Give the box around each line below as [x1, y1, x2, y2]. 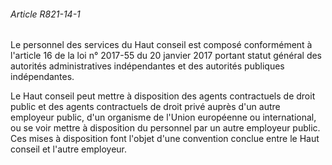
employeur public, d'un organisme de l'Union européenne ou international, [10, 111, 317, 124]
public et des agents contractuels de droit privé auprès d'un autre [10, 101, 281, 113]
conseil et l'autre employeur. [10, 143, 128, 155]
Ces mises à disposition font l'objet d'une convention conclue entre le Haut [10, 133, 320, 145]
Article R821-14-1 [10, 8, 81, 20]
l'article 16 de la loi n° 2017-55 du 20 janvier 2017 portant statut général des [10, 50, 323, 62]
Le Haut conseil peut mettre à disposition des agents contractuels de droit [10, 90, 316, 102]
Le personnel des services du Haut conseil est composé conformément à [10, 39, 313, 51]
